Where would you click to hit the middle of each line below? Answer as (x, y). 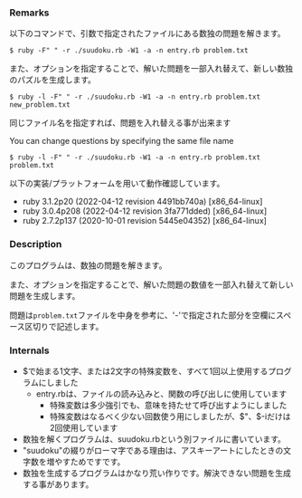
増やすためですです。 (86, 461)
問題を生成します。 (45, 295)
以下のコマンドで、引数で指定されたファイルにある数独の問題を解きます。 (148, 34)
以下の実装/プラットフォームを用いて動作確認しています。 (117, 184)
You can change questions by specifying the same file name (122, 141)
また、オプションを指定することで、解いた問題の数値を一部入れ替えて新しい (151, 284)
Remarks (29, 13)
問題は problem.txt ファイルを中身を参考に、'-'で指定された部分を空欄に (143, 315)
